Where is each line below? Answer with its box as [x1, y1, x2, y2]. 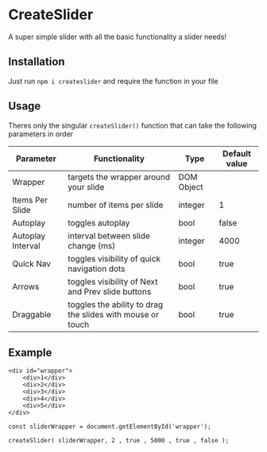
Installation [8, 55, 65, 69]
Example [8, 345, 52, 360]
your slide [67, 181, 105, 192]
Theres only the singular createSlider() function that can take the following [8, 120, 257, 130]
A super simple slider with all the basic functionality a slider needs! [8, 32, 227, 41]
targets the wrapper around [67, 171, 171, 183]
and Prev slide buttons [67, 285, 152, 297]
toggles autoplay [67, 217, 130, 228]
